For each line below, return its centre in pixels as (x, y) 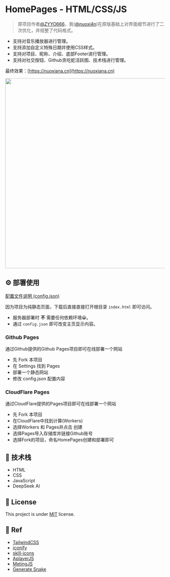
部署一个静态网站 (30, 372)
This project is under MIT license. (40, 514)
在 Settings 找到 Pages (36, 366)
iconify (20, 548)
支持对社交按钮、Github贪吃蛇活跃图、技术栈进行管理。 (71, 60)
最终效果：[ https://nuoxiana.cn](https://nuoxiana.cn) (60, 71)
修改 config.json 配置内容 (39, 379)
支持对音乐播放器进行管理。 (41, 41)
